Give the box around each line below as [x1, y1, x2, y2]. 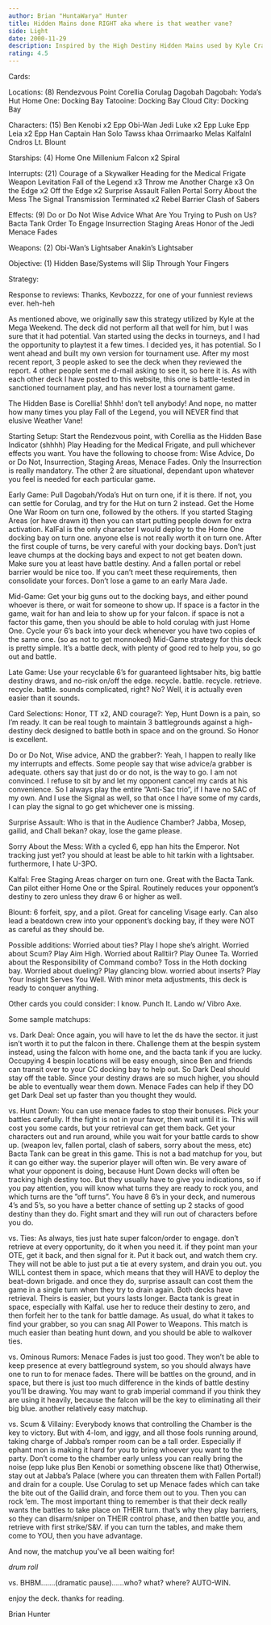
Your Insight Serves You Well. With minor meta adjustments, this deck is [8, 975, 248, 984]
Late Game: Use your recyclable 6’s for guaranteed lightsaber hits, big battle [8, 668, 262, 677]
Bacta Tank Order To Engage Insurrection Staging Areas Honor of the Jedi [8, 219, 255, 228]
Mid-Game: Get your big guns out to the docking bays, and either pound [8, 592, 248, 601]
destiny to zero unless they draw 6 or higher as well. [8, 892, 182, 901]
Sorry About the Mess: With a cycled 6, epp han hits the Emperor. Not [8, 842, 240, 851]
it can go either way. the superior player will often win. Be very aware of [8, 1158, 248, 1167]
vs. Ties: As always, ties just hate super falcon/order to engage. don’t [8, 1234, 240, 1243]
